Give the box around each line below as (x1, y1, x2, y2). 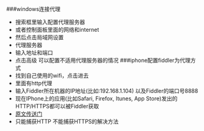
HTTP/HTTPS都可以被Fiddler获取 (15, 103, 100, 110)
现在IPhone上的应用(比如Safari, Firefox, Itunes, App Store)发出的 (15, 95, 178, 102)
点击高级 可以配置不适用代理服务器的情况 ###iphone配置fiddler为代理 (15, 57, 191, 64)
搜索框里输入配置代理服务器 (15, 18, 86, 26)
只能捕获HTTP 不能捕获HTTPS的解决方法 (15, 118, 119, 125)
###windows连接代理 (6, 6, 61, 12)
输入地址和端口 (15, 49, 53, 56)
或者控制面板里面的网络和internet (15, 26, 100, 33)
